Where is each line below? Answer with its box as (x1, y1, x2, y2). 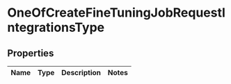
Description (61, 68, 101, 77)
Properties (7, 47, 54, 59)
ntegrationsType (7, 19, 105, 35)
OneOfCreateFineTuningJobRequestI (7, 5, 226, 21)
